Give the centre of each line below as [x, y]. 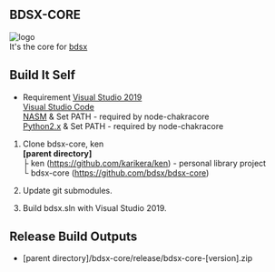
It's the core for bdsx [49, 46]
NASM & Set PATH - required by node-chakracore [116, 116]
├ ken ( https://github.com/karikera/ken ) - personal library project [144, 163]
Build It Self [42, 75]
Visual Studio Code [59, 106]
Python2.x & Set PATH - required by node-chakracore [123, 126]
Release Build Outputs [74, 237]
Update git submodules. [67, 190]
